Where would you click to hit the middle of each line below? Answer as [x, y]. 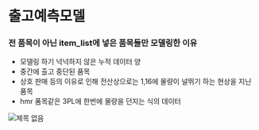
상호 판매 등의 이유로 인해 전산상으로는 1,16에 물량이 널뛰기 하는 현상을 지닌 [135, 82]
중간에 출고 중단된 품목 [55, 71]
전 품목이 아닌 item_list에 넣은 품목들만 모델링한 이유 [103, 43]
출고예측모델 [47, 16]
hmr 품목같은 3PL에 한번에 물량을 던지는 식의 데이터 [100, 101]
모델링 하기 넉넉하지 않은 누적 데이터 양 [80, 62]
